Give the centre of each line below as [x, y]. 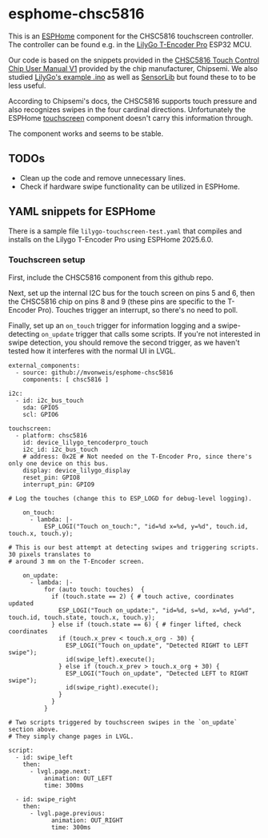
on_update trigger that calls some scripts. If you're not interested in [151, 333]
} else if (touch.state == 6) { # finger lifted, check [146, 625]
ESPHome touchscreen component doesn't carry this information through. [131, 118]
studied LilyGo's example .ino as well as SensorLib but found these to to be [132, 77]
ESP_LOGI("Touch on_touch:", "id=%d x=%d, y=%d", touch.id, [146, 526]
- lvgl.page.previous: [67, 813]
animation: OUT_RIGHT [87, 820]
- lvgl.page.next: [60, 771]
